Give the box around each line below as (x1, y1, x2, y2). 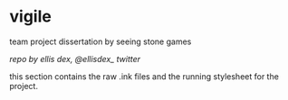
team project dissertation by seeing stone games (9, 36, 192, 47)
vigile (9, 6, 52, 27)
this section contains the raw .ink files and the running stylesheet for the (9, 70, 279, 82)
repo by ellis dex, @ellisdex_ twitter (9, 53, 141, 64)
